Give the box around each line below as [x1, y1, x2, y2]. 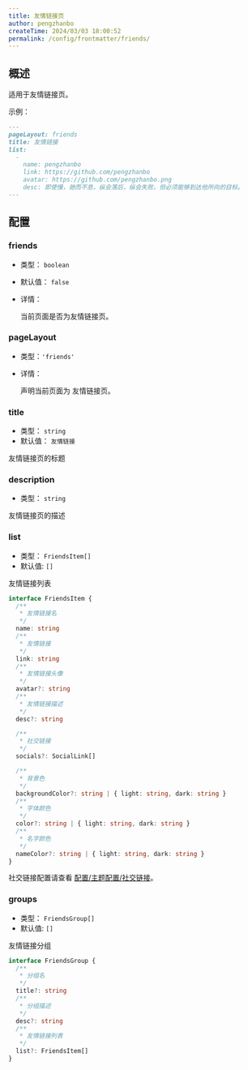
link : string [15, 654, 60, 663]
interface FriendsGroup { [8, 957, 96, 965]
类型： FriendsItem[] [19, 550, 92, 560]
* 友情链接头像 [19, 670, 63, 678]
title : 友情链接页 [8, 11, 65, 20]
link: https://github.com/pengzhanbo [23, 168, 151, 177]
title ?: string [15, 987, 67, 995]
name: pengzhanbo [23, 160, 82, 169]
